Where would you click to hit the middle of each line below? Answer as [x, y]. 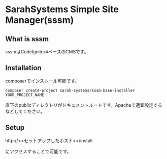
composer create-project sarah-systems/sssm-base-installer [70, 90]
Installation [23, 68]
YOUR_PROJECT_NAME [25, 95]
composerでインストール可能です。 [42, 81]
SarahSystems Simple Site [62, 9]
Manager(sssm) [40, 20]
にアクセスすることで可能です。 [38, 151]
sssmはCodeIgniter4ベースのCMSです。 [47, 52]
